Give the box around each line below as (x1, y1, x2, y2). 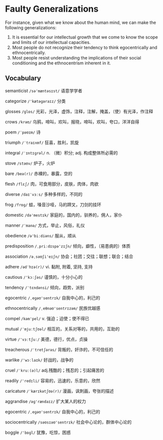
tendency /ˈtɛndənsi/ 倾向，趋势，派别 (5, 284, 85, 290)
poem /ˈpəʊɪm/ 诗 (5, 129, 41, 135)
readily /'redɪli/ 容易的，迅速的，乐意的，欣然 (5, 378, 101, 383)
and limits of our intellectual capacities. (12, 39, 91, 45)
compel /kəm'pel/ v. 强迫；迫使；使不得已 (5, 315, 90, 321)
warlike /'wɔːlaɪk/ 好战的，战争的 (5, 357, 74, 363)
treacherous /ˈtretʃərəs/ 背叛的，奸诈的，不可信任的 (5, 346, 113, 352)
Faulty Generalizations (5, 3, 99, 15)
